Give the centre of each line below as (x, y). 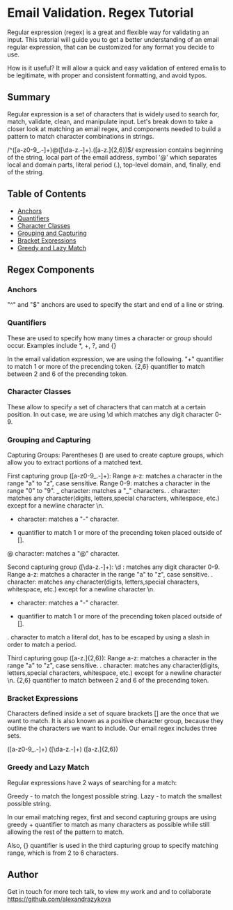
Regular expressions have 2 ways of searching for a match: (92, 782)
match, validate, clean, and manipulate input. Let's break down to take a (110, 121)
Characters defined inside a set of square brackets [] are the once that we (113, 713)
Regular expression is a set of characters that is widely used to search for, (113, 114)
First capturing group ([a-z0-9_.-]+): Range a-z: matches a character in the (115, 476)
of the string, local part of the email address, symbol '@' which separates (112, 157)
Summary (29, 97)
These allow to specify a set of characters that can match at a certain (107, 407)
